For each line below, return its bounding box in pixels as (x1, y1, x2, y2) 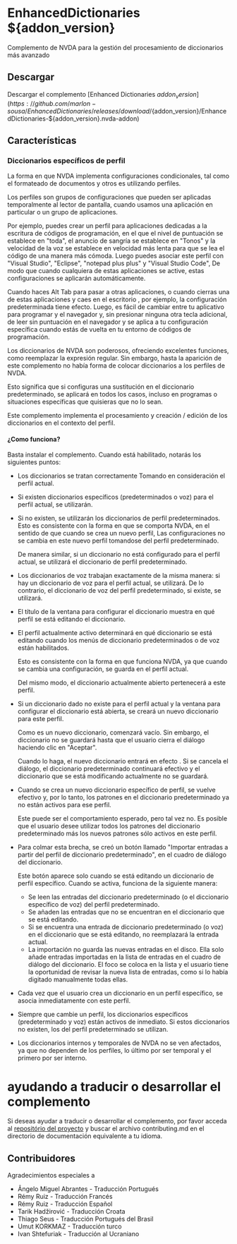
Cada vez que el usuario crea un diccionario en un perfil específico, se (17, 989, 224, 998)
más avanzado (7, 51, 50, 59)
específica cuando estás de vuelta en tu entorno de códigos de (7, 325, 192, 334)
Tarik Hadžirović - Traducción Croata (17, 1207, 126, 1216)
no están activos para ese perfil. (17, 801, 111, 809)
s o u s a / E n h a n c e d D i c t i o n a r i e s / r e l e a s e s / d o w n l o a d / (7, 107, 152, 115)
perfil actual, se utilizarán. (17, 500, 93, 509)
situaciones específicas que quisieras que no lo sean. (7, 397, 164, 406)
